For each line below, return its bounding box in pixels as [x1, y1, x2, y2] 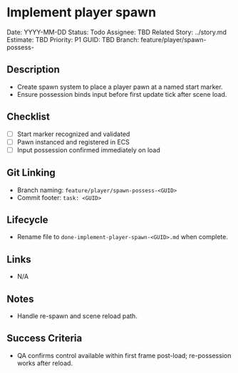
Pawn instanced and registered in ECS [16, 137, 130, 146]
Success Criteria [6, 332, 83, 345]
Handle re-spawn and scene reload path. [16, 312, 138, 320]
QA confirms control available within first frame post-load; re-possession [16, 351, 232, 359]
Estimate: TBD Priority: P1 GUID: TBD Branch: [6, 35, 140, 43]
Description [6, 63, 60, 75]
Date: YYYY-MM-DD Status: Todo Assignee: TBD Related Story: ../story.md [6, 28, 227, 36]
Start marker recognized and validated [16, 130, 130, 138]
